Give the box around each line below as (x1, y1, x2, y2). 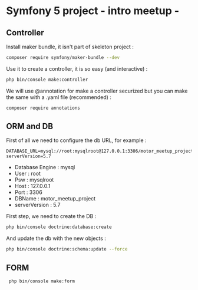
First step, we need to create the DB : (6, 213, 97, 220)
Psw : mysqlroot (14, 176, 54, 183)
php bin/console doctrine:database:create (6, 224, 112, 230)
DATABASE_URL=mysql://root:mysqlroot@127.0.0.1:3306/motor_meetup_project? (6, 149, 196, 154)
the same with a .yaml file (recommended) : (6, 93, 112, 101)
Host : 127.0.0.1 (14, 183, 51, 190)
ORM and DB (6, 121, 54, 131)
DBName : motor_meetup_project (14, 195, 96, 202)
